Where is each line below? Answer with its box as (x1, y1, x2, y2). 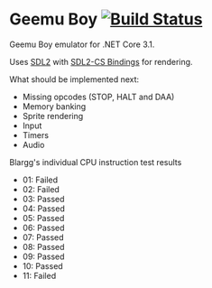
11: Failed (22, 270, 57, 281)
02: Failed (22, 183, 60, 194)
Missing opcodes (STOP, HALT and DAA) (22, 91, 175, 102)
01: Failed (22, 174, 59, 185)
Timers (22, 129, 50, 140)
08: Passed (22, 241, 65, 252)
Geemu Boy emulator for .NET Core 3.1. (9, 39, 155, 50)
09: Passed (22, 251, 65, 262)
